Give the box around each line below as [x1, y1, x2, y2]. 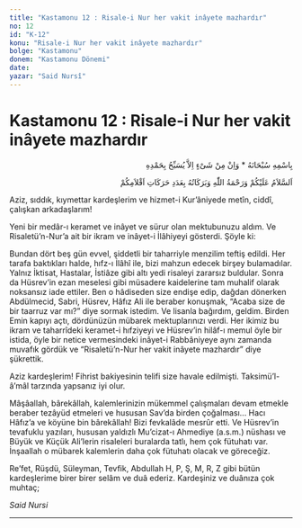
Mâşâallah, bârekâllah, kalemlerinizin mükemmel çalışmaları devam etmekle [9, 398, 289, 408]
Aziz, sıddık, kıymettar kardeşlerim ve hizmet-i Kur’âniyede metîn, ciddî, [9, 194, 274, 205]
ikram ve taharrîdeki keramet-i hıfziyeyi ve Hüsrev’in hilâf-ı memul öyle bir [9, 325, 282, 336]
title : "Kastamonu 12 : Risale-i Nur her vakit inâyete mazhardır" [9, 13, 268, 22]
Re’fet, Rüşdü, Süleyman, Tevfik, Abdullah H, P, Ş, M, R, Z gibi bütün [9, 462, 261, 473]
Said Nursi [9, 499, 49, 510]
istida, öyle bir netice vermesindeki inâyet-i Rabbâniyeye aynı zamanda [9, 334, 272, 345]
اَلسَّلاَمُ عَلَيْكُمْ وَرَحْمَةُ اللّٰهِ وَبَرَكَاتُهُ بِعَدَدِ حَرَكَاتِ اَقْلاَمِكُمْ [120, 176, 293, 187]
